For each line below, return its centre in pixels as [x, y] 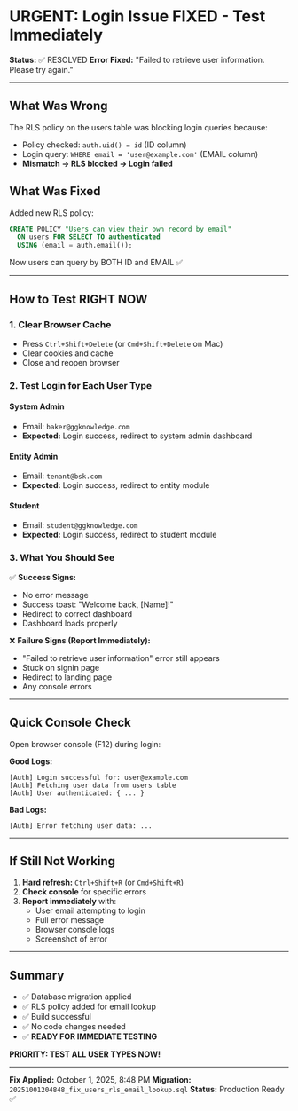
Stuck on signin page [61, 667]
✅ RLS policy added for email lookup [89, 1007]
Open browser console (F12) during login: [85, 744]
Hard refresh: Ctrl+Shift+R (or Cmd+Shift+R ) [103, 882]
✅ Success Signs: [43, 577]
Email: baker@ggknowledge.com [76, 426]
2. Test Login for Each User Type [81, 385]
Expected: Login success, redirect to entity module [116, 485]
